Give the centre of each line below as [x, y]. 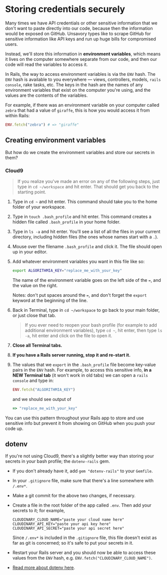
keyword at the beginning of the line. [50, 300]
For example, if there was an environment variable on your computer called [82, 105]
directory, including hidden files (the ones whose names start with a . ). [85, 237]
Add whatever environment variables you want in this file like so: [79, 261]
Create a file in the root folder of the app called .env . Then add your [82, 505]
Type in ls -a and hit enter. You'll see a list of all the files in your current [86, 231]
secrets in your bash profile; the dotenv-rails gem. [58, 461]
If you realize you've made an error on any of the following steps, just [88, 181]
